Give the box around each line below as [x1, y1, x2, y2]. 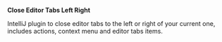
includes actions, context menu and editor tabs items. [7, 27, 164, 35]
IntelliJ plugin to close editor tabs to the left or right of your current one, [7, 20, 216, 27]
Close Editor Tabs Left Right [7, 6, 90, 14]
